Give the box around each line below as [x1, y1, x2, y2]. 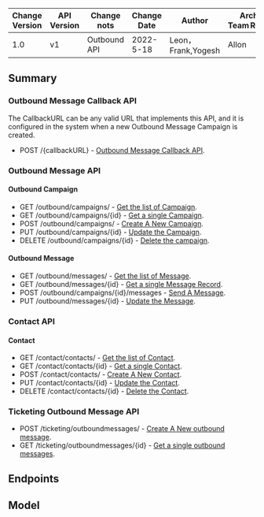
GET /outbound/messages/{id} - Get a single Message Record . [19, 280, 223, 289]
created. [8, 130, 35, 139]
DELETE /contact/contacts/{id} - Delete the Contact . [19, 386, 189, 396]
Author [181, 15, 208, 26]
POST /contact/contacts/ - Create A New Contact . [19, 370, 182, 379]
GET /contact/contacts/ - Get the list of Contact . [19, 353, 176, 363]
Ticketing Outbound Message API [8, 406, 140, 417]
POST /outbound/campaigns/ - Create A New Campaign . [19, 218, 204, 228]
